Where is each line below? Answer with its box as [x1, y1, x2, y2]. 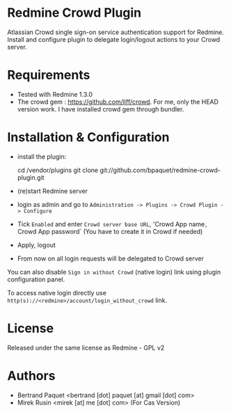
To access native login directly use [7, 288, 106, 297]
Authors [7, 368, 56, 384]
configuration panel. [7, 275, 65, 283]
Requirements [7, 68, 90, 83]
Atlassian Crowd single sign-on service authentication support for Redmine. [7, 28, 225, 36]
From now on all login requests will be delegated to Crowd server [17, 254, 204, 263]
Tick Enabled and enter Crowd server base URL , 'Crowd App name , [17, 219, 208, 228]
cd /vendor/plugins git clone [17, 166, 99, 174]
